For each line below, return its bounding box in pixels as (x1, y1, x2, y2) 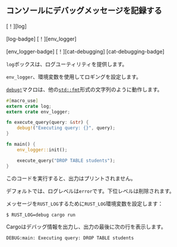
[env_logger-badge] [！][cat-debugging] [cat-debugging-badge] (6, 48, 165, 55)
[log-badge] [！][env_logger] (6, 35, 77, 42)
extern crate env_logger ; (6, 109, 70, 115)
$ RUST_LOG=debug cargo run (6, 212, 76, 218)
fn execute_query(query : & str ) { (6, 120, 89, 126)
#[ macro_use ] (6, 98, 39, 104)
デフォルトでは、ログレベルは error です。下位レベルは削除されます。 (6, 187, 175, 195)
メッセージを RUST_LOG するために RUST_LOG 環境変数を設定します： (6, 200, 163, 207)
